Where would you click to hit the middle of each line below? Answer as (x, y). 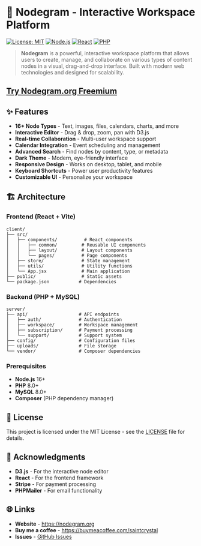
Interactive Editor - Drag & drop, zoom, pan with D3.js (82, 133)
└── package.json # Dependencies (61, 281)
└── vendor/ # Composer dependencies (73, 351)
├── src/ (17, 234)
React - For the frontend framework (59, 478)
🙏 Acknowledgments (46, 457)
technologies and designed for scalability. (73, 72)
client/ (16, 229)
